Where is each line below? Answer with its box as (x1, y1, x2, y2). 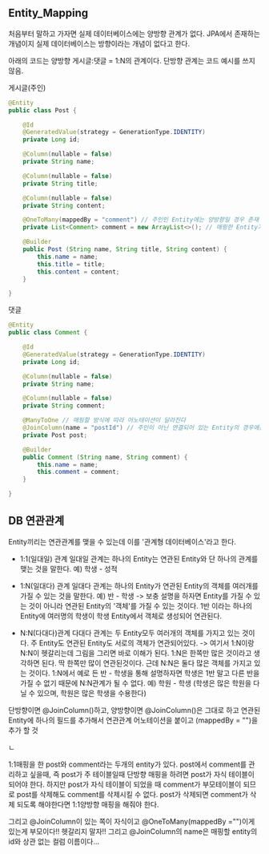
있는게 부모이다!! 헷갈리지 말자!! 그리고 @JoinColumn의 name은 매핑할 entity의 (8, 826, 258, 836)
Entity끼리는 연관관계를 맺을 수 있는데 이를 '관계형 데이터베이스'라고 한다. (8, 536, 236, 546)
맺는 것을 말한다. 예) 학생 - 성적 (19, 564, 118, 573)
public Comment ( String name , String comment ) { (22, 453, 188, 461)
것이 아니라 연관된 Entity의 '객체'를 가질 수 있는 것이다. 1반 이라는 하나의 (28, 601, 253, 610)
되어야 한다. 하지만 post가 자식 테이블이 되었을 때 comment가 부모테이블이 (8, 779, 242, 789)
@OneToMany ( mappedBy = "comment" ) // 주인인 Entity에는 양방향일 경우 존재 (22, 216, 259, 224)
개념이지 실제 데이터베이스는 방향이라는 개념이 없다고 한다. (8, 38, 191, 48)
